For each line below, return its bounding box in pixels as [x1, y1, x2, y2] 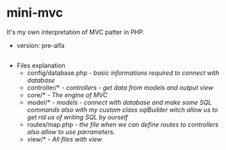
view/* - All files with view [27, 135, 103, 144]
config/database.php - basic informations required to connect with [27, 69, 220, 77]
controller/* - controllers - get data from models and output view [27, 83, 213, 92]
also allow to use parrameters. [27, 128, 116, 136]
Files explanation [16, 61, 66, 70]
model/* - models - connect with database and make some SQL [27, 99, 212, 107]
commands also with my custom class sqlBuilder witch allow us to [27, 106, 218, 114]
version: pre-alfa [16, 41, 65, 49]
